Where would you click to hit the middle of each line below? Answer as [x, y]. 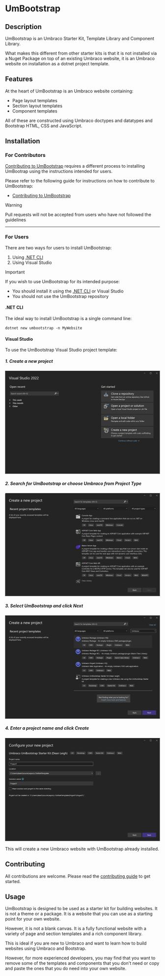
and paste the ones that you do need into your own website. [66, 969]
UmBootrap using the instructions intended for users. [59, 171]
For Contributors [25, 155]
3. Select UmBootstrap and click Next [44, 606]
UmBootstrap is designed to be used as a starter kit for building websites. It [82, 909]
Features [19, 79]
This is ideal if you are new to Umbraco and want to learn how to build [76, 943]
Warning [14, 205]
